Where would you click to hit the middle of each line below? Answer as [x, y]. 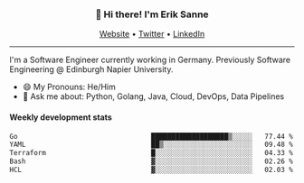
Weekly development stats [61, 117]
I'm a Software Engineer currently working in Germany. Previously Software [150, 60]
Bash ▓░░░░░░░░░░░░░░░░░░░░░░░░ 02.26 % [152, 161]
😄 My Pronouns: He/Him [69, 87]
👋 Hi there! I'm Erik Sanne [152, 14]
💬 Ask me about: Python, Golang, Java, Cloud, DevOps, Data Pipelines [153, 96]
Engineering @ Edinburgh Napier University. [91, 69]
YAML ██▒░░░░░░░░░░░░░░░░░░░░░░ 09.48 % [152, 145]
